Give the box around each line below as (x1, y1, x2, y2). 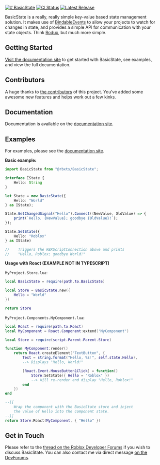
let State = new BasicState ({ (5, 193, 66, 198)
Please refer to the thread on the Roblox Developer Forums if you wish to (5, 445, 150, 450)
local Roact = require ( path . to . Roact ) (5, 324, 83, 329)
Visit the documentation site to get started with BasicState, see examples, (5, 56, 152, 62)
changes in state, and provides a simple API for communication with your (5, 24, 151, 30)
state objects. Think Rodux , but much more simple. (5, 30, 107, 35)
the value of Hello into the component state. (14, 409, 110, 414)
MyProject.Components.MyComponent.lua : (5, 315, 85, 320)
